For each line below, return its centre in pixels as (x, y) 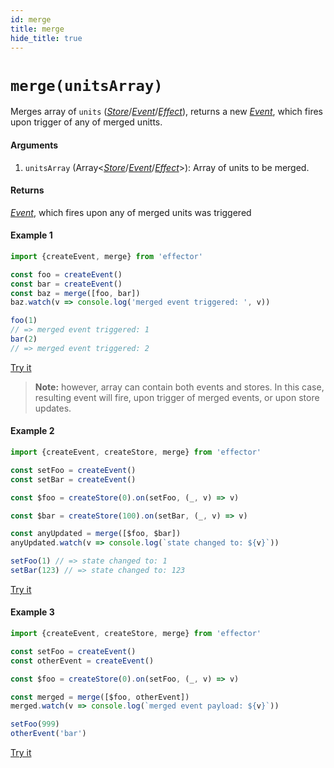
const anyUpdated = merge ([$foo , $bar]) (96, 534)
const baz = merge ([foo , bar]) (75, 293)
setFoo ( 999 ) (35, 724)
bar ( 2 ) (24, 339)
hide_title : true (46, 38)
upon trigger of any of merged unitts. (86, 122)
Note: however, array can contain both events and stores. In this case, (179, 387)
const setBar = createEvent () (73, 479)
